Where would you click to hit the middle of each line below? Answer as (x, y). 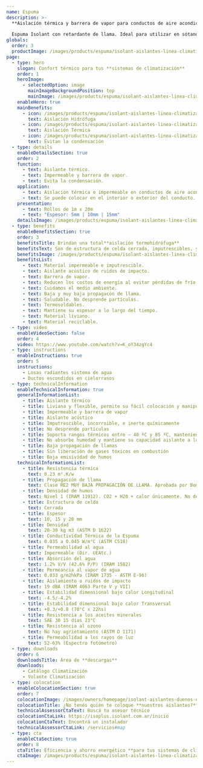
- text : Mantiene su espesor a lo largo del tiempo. (90, 311)
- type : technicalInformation (50, 384)
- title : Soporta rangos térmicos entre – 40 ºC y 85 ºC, (97, 435)
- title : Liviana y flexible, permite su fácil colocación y (101, 407)
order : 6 (28, 654)
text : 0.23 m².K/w (51, 474)
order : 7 (28, 694)
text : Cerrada (46, 508)
